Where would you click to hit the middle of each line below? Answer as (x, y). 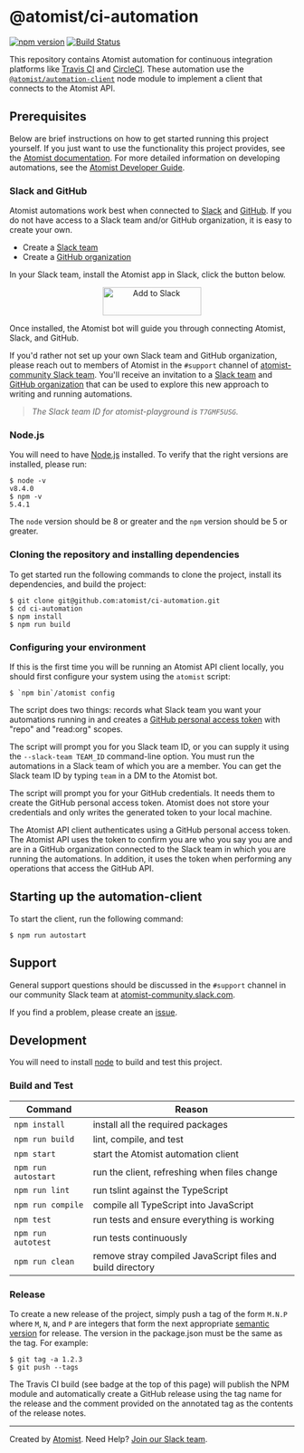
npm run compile (49, 1205)
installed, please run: (48, 465)
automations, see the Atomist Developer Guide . (97, 167)
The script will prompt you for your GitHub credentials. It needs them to (142, 793)
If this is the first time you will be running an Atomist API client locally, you (147, 667)
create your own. (41, 230)
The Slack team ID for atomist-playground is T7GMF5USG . (135, 412)
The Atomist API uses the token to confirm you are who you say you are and (151, 839)
